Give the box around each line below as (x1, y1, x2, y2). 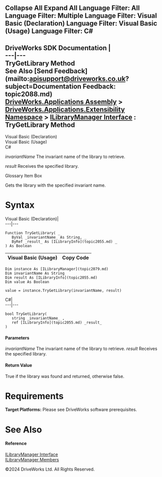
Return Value (5, 362, 32, 368)
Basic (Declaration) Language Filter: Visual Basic (5, 19, 158, 28)
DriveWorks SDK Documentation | (5, 44, 111, 52)
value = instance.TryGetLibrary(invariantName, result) (5, 288, 122, 293)
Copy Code (62, 254, 89, 261)
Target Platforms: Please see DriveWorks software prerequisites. (5, 407, 137, 413)
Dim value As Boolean (5, 280, 50, 285)
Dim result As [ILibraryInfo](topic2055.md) (5, 275, 98, 280)
